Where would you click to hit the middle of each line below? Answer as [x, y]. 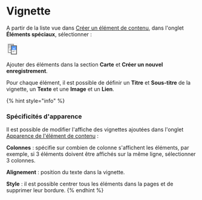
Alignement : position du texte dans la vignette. [66, 172]
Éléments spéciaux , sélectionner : [49, 34]
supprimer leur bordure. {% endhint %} [55, 190]
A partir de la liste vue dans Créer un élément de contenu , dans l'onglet [95, 28]
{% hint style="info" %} [36, 100]
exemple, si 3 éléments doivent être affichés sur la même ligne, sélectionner [101, 154]
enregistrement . [27, 71]
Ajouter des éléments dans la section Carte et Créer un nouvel [85, 64]
